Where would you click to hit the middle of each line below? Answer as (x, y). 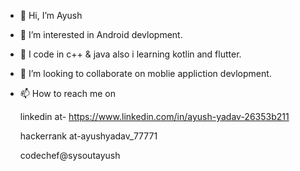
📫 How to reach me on (67, 93)
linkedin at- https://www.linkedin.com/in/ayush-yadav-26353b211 (154, 116)
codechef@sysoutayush (70, 155)
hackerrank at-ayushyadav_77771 (88, 136)
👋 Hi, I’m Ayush (51, 15)
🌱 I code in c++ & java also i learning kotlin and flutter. (130, 54)
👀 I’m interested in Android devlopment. (101, 34)
